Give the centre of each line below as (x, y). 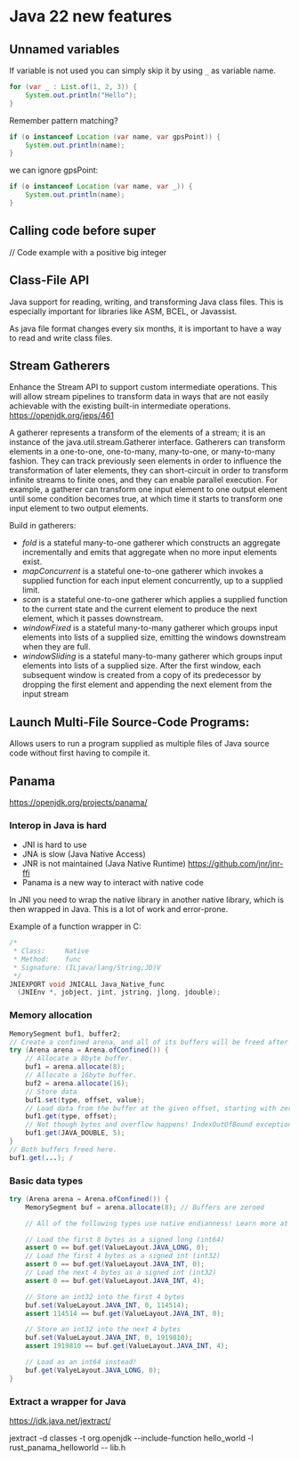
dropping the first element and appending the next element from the (147, 685)
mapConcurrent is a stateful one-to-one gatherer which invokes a (143, 571)
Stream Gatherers (60, 365)
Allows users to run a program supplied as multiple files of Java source (139, 744)
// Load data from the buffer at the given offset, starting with (151, 1108)
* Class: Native (51, 951)
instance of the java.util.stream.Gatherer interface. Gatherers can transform (147, 442)
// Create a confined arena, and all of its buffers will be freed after (149, 1042)
